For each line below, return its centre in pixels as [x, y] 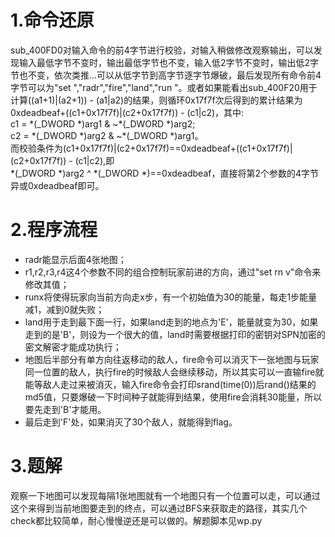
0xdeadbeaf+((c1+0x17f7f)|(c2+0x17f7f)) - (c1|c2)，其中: [127, 112]
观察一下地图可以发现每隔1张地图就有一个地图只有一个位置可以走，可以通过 [165, 495]
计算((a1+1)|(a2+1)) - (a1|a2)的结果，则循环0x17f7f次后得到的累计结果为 [156, 100]
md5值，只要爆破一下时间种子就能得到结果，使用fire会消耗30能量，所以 [173, 397]
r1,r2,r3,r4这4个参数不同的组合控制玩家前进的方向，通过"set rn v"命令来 [173, 272]
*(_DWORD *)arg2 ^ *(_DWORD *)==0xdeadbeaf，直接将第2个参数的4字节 [165, 173]
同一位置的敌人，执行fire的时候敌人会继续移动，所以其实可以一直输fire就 [174, 372]
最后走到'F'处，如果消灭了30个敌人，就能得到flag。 [131, 422]
